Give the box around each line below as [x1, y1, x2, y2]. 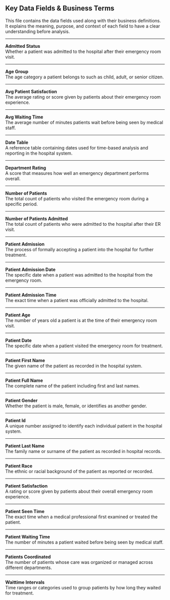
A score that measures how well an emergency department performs [5, 170, 149, 176]
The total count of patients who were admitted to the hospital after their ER [5, 221, 161, 227]
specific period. [5, 201, 38, 207]
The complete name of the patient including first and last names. [5, 382, 140, 388]
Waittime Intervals [5, 579, 45, 585]
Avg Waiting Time [5, 114, 44, 120]
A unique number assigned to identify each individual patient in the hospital [5, 423, 163, 429]
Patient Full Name [5, 377, 43, 383]
